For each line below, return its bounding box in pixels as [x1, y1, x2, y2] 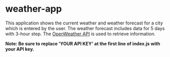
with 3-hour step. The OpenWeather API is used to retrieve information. [5, 31, 156, 37]
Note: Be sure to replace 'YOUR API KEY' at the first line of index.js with [5, 40, 160, 46]
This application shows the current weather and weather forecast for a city [5, 20, 163, 26]
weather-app [5, 3, 62, 15]
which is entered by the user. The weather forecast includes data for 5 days [5, 25, 165, 31]
